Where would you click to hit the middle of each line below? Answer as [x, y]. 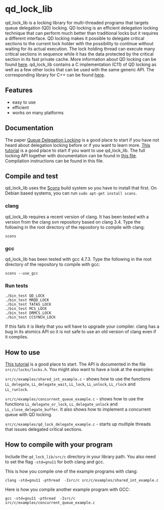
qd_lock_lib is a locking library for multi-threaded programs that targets [77, 23]
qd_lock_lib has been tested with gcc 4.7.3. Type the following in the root [78, 259]
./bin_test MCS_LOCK [26, 309]
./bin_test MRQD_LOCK [27, 300]
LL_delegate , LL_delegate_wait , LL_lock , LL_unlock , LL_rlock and [70, 384]
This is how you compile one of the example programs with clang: [71, 471]
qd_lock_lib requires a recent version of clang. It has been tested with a [77, 217]
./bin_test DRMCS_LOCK [28, 313]
